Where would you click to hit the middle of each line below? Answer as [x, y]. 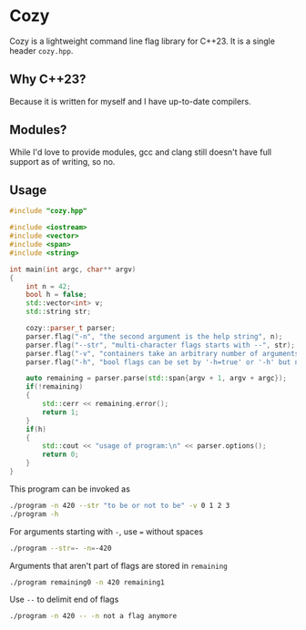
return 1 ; [61, 412]
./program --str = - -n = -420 [61, 548]
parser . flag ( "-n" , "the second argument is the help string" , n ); [154, 336]
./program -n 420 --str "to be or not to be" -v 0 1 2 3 [120, 505]
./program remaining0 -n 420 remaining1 [87, 582]
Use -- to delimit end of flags [64, 600]
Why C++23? [48, 80]
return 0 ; [61, 455]
